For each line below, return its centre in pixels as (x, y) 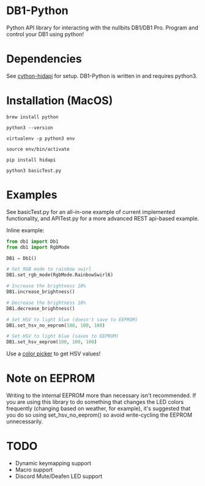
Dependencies (44, 59)
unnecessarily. (25, 422)
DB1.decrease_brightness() (41, 308)
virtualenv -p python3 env (41, 139)
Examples (32, 195)
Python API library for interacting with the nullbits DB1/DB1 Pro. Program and (102, 28)
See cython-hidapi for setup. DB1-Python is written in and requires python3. (102, 76)
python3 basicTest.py (34, 170)
